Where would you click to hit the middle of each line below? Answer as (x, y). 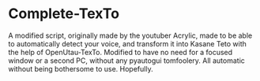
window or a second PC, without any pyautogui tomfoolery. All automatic (126, 61)
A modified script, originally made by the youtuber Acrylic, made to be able (130, 35)
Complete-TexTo (64, 14)
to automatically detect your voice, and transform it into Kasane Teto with (128, 43)
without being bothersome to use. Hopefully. (81, 68)
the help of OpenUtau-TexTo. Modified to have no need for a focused (121, 52)
